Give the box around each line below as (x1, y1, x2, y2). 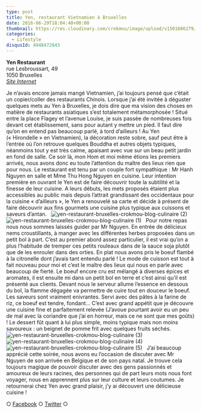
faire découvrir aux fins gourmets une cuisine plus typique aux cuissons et (6, 204, 190, 211)
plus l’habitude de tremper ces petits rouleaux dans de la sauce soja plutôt (6, 242, 190, 249)
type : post (6, 8, 33, 15)
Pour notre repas (145, 216, 187, 224)
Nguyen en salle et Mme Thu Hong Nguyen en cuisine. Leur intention (6, 172, 176, 179)
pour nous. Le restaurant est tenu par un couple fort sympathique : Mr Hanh (6, 165, 193, 173)
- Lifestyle (11, 37, 42, 43)
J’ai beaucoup (146, 344, 182, 351)
